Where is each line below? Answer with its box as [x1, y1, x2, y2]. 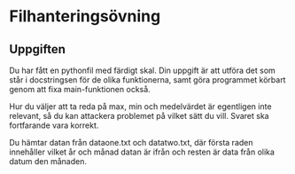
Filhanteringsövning [9, 6, 161, 27]
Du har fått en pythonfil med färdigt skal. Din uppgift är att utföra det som [9, 65, 276, 75]
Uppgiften [9, 42, 66, 57]
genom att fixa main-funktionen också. [9, 84, 151, 94]
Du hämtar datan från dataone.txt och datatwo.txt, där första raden [9, 138, 254, 147]
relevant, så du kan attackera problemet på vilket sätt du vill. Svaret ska [9, 111, 269, 121]
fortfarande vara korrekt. [9, 120, 99, 130]
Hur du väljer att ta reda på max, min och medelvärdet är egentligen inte [9, 101, 272, 112]
